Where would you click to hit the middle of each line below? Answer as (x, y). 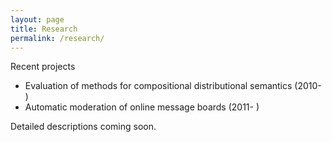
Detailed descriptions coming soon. (83, 127)
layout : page (37, 19)
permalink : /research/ (57, 38)
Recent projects (43, 67)
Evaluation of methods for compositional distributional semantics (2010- (173, 86)
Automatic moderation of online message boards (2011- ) (142, 107)
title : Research (44, 29)
